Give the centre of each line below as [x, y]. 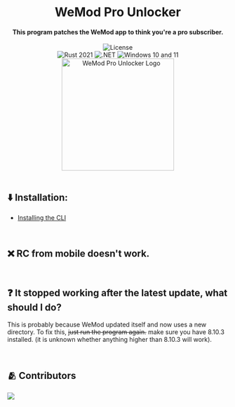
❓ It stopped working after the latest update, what [117, 293]
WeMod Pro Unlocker [118, 12]
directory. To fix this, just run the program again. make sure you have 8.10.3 [116, 332]
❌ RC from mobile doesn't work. [79, 253]
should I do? [34, 308]
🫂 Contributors [42, 376]
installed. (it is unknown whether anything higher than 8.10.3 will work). [110, 339]
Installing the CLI [42, 218]
